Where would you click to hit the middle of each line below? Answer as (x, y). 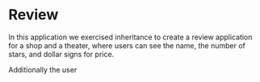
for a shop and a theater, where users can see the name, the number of (127, 45)
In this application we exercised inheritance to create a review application (130, 37)
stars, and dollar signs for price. (61, 54)
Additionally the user (43, 69)
